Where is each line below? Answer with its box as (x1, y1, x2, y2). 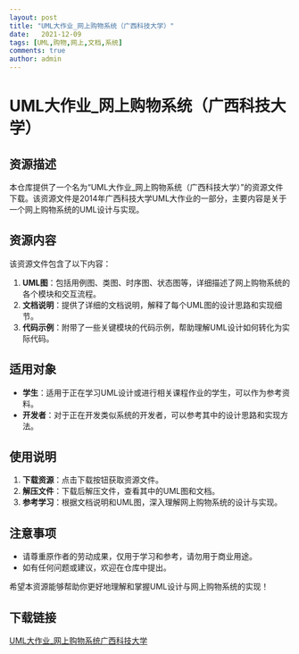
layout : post (9, 13, 58, 22)
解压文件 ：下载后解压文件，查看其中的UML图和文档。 (21, 486, 220, 497)
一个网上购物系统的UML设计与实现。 (9, 205, 145, 214)
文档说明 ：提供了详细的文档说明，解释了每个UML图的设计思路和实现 (21, 299, 275, 310)
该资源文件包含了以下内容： (9, 258, 112, 269)
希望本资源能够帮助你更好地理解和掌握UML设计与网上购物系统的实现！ (9, 582, 270, 592)
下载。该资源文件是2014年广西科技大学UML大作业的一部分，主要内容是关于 (9, 193, 287, 204)
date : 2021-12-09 (9, 29, 82, 38)
